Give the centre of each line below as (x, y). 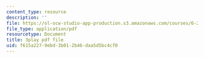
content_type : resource (36, 12)
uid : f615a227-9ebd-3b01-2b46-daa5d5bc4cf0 (62, 46)
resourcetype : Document (36, 34)
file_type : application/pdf (42, 29)
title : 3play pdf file (35, 40)
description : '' (27, 18)
